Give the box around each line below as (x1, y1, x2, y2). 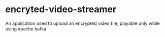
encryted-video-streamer (5, 4, 117, 15)
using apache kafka (5, 25, 47, 31)
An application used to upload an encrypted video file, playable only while (5, 20, 160, 26)
